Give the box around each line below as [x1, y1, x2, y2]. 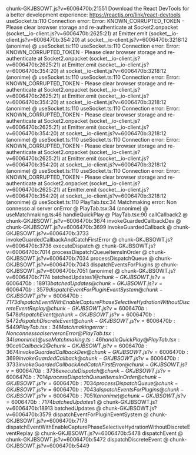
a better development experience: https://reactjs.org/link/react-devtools [6, 11, 181, 18]
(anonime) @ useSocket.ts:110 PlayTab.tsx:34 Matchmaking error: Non [6, 199, 177, 205]
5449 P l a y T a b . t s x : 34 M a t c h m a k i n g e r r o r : [6, 323, 108, 330]
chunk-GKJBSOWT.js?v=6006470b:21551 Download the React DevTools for [6, 5, 190, 12]
